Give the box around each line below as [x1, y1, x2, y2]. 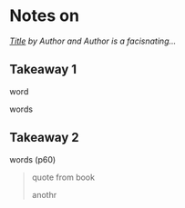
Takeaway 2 [9, 130, 79, 145]
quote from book [31, 172, 96, 183]
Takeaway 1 [9, 62, 77, 77]
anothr [31, 189, 57, 200]
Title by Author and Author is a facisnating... [9, 35, 177, 46]
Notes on [9, 5, 80, 26]
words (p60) [9, 154, 57, 164]
